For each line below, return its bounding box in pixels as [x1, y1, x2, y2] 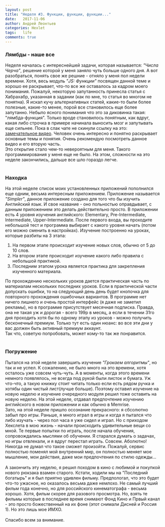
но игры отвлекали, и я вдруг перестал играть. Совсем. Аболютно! [5, 438, 147, 444]
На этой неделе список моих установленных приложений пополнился [5, 186, 154, 192]
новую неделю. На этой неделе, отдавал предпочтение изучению [5, 396, 144, 402]
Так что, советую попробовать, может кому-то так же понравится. [5, 330, 146, 336]
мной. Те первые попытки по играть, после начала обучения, [5, 428, 135, 434]
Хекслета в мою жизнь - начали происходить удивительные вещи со [5, 422, 151, 428]
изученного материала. [12, 269, 62, 275]
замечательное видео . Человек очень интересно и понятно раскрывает [5, 130, 158, 136]
